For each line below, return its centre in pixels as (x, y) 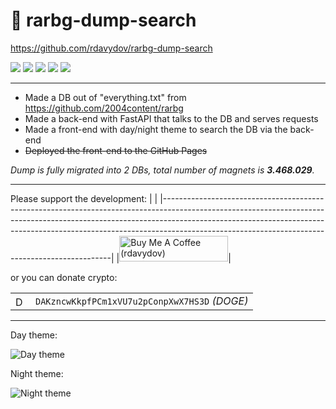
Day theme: (34, 335)
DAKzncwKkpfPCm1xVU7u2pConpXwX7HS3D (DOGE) (142, 301)
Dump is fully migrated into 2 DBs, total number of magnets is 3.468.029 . (162, 170)
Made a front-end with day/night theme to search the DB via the (156, 129)
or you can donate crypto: (64, 277)
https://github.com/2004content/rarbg (104, 108)
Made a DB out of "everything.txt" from (105, 97)
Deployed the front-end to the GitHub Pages (116, 150)
